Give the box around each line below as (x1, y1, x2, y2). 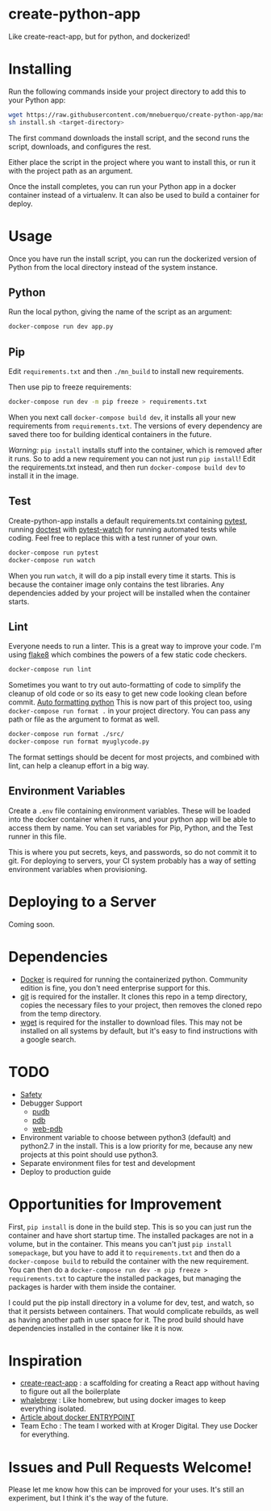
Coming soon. (8, 919, 55, 929)
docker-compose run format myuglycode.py (8, 738, 150, 746)
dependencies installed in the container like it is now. (8, 1323, 184, 1333)
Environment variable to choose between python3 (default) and (19, 1132, 231, 1142)
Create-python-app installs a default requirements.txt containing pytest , (8, 516, 248, 525)
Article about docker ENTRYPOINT (19, 1412, 135, 1422)
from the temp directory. (19, 1008, 102, 1018)
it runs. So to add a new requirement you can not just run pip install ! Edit (8, 453, 256, 463)
